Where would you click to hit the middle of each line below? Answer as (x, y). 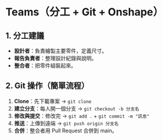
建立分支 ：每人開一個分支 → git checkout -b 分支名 (76, 108)
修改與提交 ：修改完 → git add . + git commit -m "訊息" (81, 116)
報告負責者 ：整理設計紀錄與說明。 (55, 58)
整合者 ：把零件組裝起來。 (45, 66)
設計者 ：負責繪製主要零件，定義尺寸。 (60, 51)
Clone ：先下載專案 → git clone (53, 101)
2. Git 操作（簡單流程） (47, 86)
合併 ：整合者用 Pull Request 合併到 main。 (66, 131)
